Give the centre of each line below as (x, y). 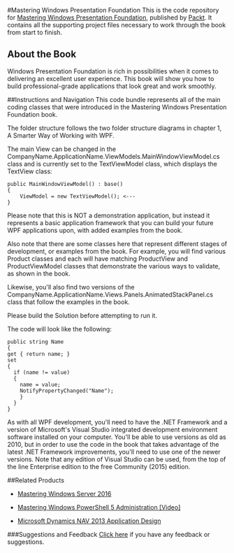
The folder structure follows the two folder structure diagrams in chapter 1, (115, 128)
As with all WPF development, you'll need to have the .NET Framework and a (117, 422)
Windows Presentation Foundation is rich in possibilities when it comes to (113, 71)
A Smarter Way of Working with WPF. (61, 135)
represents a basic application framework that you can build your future (110, 222)
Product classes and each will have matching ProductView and (98, 259)
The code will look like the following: (59, 329)
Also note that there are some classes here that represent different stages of (117, 243)
